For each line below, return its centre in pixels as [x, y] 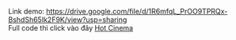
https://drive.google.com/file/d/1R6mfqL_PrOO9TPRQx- [137, 11]
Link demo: [27, 11]
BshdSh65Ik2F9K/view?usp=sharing [68, 20]
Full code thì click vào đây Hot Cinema [70, 28]
